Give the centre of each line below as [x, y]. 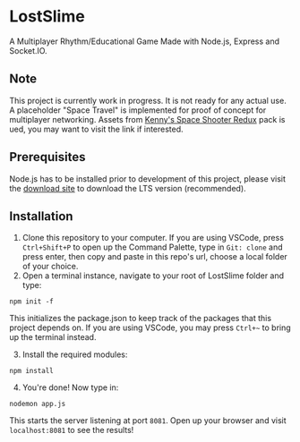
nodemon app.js [38, 404]
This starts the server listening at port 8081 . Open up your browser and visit [148, 421]
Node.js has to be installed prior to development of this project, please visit [148, 178]
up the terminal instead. [53, 337]
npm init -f [31, 302]
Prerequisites [47, 157]
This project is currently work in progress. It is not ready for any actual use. [148, 100]
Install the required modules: [75, 354]
